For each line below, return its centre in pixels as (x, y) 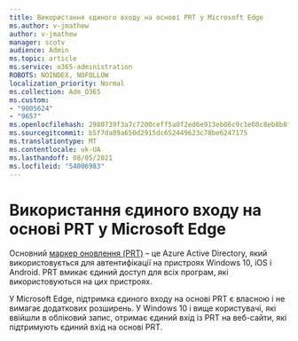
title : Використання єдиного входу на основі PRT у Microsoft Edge (137, 17)
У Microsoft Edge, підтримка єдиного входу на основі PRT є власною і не (147, 299)
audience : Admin (39, 51)
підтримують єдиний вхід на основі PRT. (86, 327)
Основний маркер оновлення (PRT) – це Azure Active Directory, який (138, 253)
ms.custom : (29, 100)
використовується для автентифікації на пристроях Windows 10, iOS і (141, 263)
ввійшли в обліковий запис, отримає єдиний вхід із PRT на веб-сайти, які (148, 318)
